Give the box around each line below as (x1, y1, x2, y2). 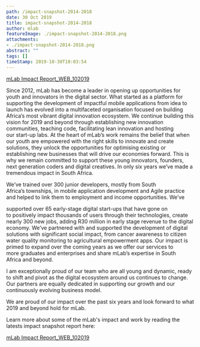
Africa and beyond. (6, 256, 54, 263)
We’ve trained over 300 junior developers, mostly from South (6, 180, 156, 188)
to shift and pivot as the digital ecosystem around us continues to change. (6, 274, 188, 281)
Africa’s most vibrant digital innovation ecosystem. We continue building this (6, 112, 194, 119)
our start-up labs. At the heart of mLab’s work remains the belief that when (6, 131, 190, 138)
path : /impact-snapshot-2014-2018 (6, 8, 93, 15)
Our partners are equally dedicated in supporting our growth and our (6, 280, 175, 287)
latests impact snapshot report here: (6, 322, 96, 329)
